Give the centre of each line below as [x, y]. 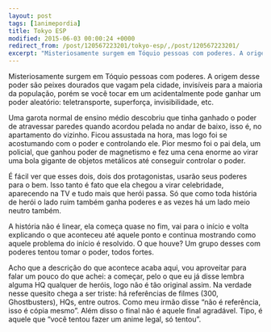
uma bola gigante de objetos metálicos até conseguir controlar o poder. [127, 161]
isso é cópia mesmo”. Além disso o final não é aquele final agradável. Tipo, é [135, 311]
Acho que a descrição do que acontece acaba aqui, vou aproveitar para [128, 268]
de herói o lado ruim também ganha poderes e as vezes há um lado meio [129, 202]
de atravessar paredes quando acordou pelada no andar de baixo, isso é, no [135, 126]
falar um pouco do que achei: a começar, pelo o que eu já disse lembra [126, 276]
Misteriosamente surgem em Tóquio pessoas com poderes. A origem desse [134, 76]
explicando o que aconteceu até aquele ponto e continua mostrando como [132, 235]
